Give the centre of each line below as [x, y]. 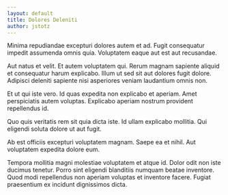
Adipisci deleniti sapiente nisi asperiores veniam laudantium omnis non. [108, 81]
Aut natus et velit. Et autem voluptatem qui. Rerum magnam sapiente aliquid [113, 66]
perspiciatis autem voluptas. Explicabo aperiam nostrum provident [100, 101]
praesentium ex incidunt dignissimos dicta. [67, 185]
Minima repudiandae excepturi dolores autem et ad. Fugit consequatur [106, 46]
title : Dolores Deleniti [42, 20]
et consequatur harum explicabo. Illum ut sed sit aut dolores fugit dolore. [109, 73]
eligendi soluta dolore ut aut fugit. [55, 129]
